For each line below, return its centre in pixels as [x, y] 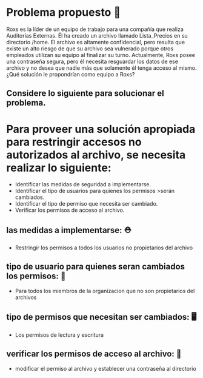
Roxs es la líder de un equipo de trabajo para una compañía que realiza [95, 29]
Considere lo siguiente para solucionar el [85, 93]
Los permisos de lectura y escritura [59, 335]
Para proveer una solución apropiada [101, 129]
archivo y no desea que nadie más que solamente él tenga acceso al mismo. [101, 68]
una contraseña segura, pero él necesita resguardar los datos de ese [92, 61]
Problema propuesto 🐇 [64, 12]
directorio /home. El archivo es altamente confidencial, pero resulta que [96, 42]
